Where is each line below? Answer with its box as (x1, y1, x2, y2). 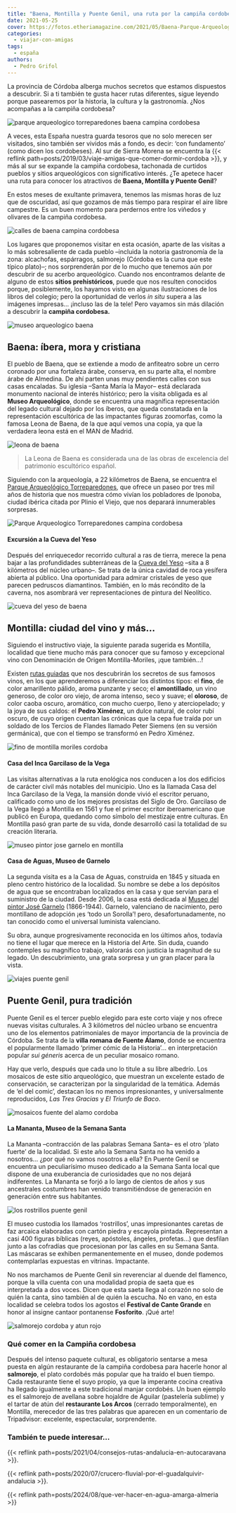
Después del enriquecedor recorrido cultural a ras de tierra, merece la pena (7, 550, 227, 559)
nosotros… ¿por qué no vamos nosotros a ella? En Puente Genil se (7, 1155, 199, 1163)
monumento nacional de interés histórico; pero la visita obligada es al (7, 390, 208, 398)
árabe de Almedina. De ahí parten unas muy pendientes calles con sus (7, 374, 211, 384)
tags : (7, 43, 23, 50)
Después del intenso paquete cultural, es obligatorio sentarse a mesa (7, 1355, 208, 1364)
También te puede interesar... (7, 1433, 110, 1443)
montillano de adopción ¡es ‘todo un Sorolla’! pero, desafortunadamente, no (7, 909, 226, 918)
